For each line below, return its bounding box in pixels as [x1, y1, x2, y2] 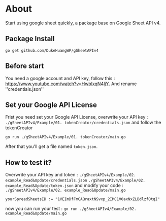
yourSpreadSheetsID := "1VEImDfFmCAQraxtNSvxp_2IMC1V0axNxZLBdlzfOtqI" [5, 197, 160, 202]
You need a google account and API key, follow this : [5, 75, 115, 81]
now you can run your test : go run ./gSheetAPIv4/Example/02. [5, 206, 137, 212]
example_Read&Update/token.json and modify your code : [5, 182, 123, 189]
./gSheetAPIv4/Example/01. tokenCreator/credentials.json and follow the [5, 120, 161, 126]
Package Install [5, 34, 55, 43]
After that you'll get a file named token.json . [5, 143, 98, 150]
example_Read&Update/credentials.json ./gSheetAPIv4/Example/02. [5, 178, 146, 183]
